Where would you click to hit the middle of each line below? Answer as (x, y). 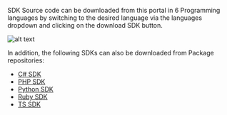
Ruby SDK (32, 97)
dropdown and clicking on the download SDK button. (85, 25)
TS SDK (29, 104)
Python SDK (35, 89)
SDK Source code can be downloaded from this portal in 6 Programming (114, 10)
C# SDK (29, 74)
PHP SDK (31, 82)
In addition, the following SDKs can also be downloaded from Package (111, 53)
